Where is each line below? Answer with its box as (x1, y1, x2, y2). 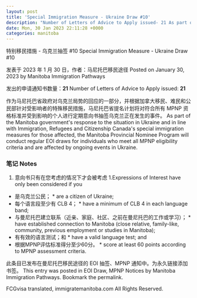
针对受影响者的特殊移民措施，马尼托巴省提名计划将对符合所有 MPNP (16, 105, 182, 112)
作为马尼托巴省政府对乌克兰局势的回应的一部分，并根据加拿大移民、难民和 (6, 98, 186, 105)
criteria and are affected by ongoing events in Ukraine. (6, 144, 138, 151)
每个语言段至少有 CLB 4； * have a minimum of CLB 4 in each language (14, 200, 188, 207)
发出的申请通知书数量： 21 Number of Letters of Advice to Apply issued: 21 (6, 85, 186, 92)
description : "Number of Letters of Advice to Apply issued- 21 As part (6, 19, 188, 25)
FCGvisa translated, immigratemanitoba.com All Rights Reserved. (6, 285, 164, 292)
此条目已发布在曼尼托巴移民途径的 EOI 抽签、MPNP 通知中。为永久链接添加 (6, 260, 188, 267)
